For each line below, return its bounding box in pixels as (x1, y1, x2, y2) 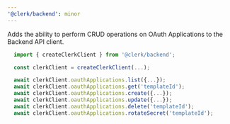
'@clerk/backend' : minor (7, 10, 81, 18)
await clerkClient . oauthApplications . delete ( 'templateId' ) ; (13, 103, 195, 110)
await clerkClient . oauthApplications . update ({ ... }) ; (13, 96, 173, 103)
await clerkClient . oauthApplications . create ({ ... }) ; (13, 90, 173, 97)
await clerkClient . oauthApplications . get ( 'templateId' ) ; (13, 83, 185, 91)
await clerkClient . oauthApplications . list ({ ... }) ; (13, 77, 166, 84)
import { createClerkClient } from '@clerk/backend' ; (13, 51, 176, 58)
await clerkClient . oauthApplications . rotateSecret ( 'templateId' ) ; (13, 109, 214, 117)
